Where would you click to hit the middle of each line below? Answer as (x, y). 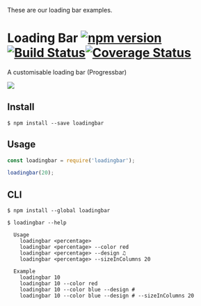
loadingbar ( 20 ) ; (31, 173)
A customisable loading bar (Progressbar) (67, 72)
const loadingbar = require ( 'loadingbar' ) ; (71, 160)
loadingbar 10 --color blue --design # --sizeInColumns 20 (107, 296)
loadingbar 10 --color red (59, 284)
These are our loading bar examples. (60, 10)
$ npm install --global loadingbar (59, 211)
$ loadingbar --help (37, 223)
